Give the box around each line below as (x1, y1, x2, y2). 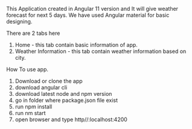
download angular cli (14, 84, 68, 91)
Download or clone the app (14, 78, 83, 84)
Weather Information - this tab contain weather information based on (14, 48, 187, 55)
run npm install (14, 103, 53, 110)
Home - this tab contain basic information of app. (14, 42, 138, 48)
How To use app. (6, 66, 49, 73)
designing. (6, 18, 33, 25)
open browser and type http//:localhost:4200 (14, 116, 128, 123)
